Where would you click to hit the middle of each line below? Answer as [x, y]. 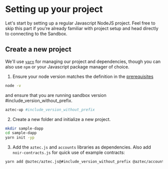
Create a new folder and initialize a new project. [61, 119]
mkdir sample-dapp [24, 128]
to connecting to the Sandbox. [36, 33]
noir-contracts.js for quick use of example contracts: [68, 152]
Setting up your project [54, 9]
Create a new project [38, 49]
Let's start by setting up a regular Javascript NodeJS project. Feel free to [80, 23]
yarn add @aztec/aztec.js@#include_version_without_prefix [68, 162]
